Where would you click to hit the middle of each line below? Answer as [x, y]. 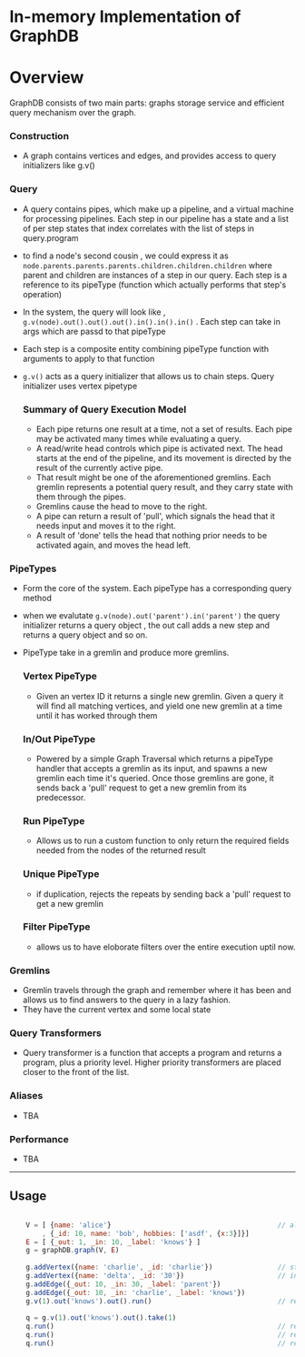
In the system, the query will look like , [94, 312]
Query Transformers [56, 1033]
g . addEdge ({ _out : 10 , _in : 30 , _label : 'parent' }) [123, 1284]
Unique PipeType [61, 874]
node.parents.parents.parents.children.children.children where [147, 265]
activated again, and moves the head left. [113, 545]
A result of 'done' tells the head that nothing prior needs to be [152, 536]
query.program [50, 237]
